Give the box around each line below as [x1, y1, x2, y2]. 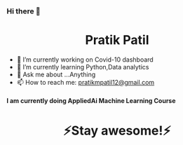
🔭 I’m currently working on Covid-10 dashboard [16, 55, 154, 64]
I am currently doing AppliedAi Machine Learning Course [6, 97, 176, 105]
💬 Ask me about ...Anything [16, 70, 96, 78]
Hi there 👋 [6, 6, 41, 16]
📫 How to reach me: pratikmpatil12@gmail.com [16, 78, 155, 86]
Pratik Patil [85, 32, 149, 48]
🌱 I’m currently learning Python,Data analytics [16, 62, 149, 71]
